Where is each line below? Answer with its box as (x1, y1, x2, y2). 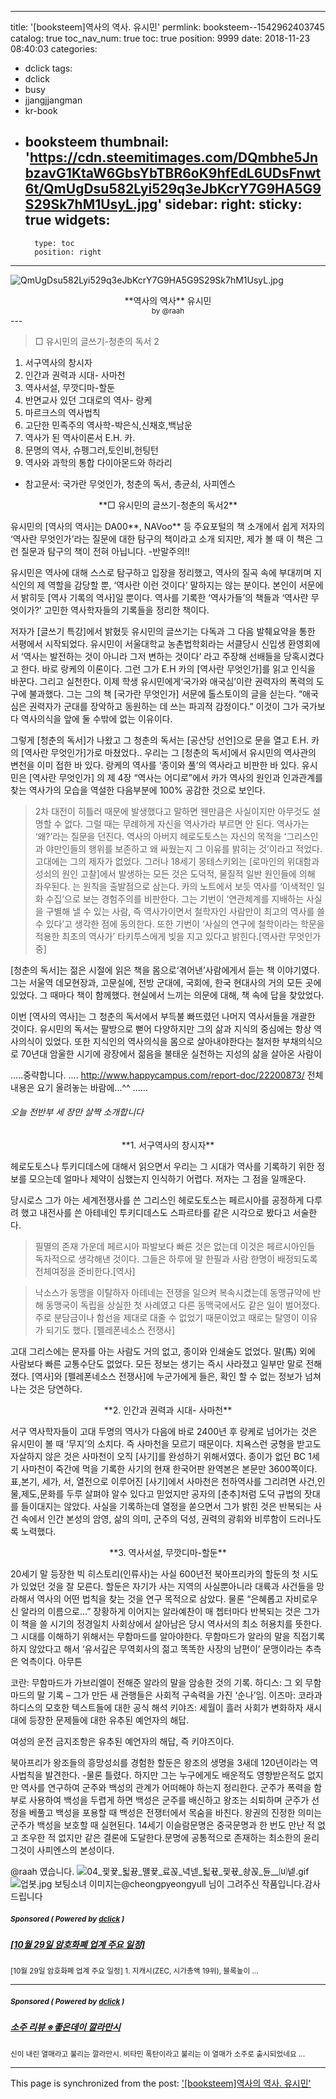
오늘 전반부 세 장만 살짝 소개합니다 (10, 1106, 144, 1118)
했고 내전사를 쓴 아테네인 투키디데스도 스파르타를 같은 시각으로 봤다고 (20, 1207, 291, 1219)
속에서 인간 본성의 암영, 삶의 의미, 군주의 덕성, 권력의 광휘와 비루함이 (20, 1513, 287, 1525)
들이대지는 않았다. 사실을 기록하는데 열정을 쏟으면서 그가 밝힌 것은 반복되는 (20, 1501, 312, 1513)
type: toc (34, 238, 75, 248)
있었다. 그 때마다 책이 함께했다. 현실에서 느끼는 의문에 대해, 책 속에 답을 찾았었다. (10, 989, 325, 1001)
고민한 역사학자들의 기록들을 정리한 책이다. (43, 604, 210, 616)
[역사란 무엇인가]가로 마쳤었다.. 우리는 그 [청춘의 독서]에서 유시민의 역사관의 (20, 746, 317, 758)
